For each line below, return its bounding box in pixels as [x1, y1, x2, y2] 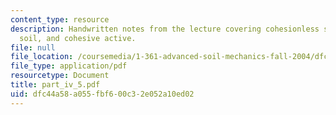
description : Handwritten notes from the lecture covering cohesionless [10, 24, 320, 34]
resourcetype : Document [10, 71, 110, 81]
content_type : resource [10, 14, 110, 25]
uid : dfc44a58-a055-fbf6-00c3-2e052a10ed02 [10, 89, 195, 99]
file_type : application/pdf [10, 61, 128, 71]
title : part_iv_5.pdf [10, 80, 101, 90]
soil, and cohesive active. [19, 33, 137, 43]
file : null [10, 42, 56, 53]
